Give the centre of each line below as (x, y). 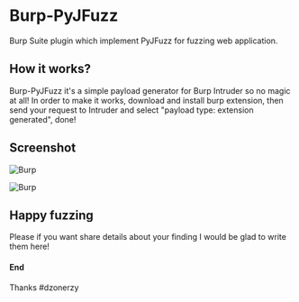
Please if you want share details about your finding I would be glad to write (148, 237)
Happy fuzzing (52, 215)
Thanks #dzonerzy (44, 287)
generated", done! (43, 119)
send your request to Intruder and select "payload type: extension (131, 110)
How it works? (50, 69)
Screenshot (43, 148)
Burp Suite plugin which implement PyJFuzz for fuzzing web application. (144, 41)
